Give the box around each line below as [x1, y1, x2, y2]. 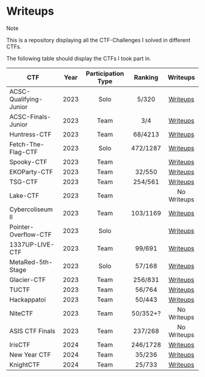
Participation [85, 69, 124, 78]
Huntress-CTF [9, 130, 52, 138]
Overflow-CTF [9, 230, 52, 239]
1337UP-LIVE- [9, 240, 55, 248]
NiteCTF [9, 309, 34, 318]
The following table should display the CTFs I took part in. [6, 54, 151, 62]
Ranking [134, 73, 159, 81]
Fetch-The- [9, 140, 45, 148]
